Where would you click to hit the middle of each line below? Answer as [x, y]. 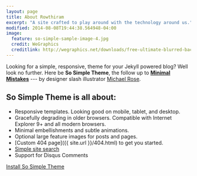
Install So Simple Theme [35, 166]
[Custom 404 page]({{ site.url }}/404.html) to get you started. [89, 143]
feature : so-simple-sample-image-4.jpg [60, 39]
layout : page [22, 11]
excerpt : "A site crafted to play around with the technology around [93, 22]
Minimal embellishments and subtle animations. [72, 130]
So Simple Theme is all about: [61, 97]
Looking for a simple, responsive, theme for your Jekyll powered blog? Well [97, 66]
